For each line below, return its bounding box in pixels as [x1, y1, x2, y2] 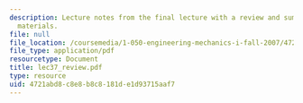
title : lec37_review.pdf [9, 64, 103, 73]
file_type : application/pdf [9, 47, 115, 56]
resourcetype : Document [9, 55, 99, 64]
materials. [17, 21, 59, 30]
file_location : [9, 38, 67, 47]
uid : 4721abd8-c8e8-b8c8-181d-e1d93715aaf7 [9, 80, 176, 89]
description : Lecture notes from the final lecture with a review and [9, 13, 280, 22]
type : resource [9, 72, 67, 81]
